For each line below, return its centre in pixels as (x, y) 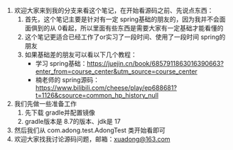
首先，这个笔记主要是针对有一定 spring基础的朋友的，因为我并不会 (122, 19)
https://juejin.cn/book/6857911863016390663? (155, 63)
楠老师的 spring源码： (67, 80)
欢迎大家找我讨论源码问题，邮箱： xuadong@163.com (92, 139)
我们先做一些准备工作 (45, 104)
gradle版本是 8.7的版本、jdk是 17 (72, 121)
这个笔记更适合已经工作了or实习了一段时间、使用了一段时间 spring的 (125, 37)
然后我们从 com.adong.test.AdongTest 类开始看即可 (90, 130)
